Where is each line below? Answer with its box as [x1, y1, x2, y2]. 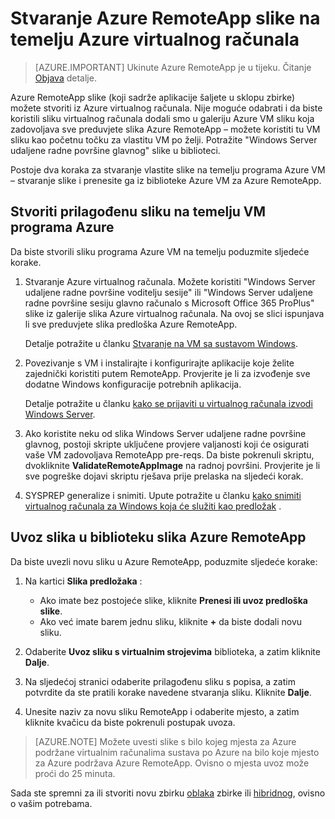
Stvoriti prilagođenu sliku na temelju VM [10, 203, 267, 221]
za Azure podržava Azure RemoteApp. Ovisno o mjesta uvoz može [34, 757, 310, 769]
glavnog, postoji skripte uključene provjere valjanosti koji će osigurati [24, 438, 310, 450]
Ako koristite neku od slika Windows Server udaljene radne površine [24, 427, 307, 439]
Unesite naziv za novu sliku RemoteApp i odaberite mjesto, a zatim [24, 705, 300, 717]
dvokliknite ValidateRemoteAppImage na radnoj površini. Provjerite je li [24, 459, 321, 471]
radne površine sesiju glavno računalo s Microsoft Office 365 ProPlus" [24, 297, 315, 309]
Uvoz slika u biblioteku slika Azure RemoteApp [10, 529, 307, 546]
